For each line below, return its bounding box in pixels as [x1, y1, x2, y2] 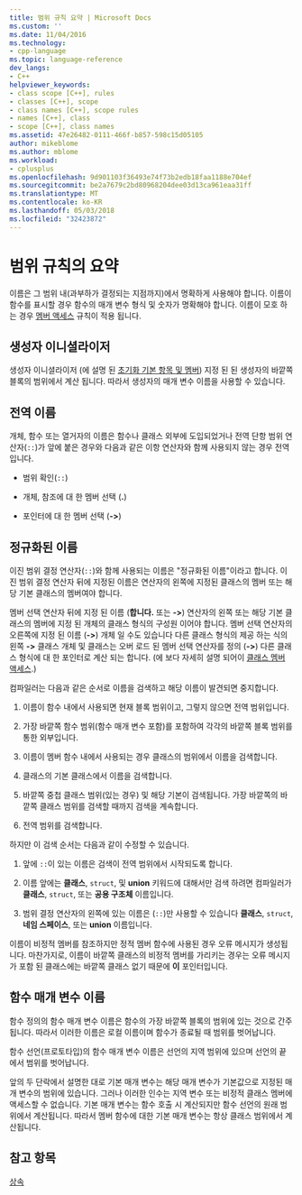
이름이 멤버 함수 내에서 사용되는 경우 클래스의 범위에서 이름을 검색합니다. [22, 751, 278, 762]
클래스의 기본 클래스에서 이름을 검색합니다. [22, 770, 173, 781]
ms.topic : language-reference [9, 55, 124, 64]
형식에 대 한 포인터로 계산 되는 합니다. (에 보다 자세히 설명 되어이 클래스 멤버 [18, 652, 286, 663]
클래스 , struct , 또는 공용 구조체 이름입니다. [22, 889, 174, 899]
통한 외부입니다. [22, 732, 78, 742]
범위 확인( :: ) [22, 473, 69, 483]
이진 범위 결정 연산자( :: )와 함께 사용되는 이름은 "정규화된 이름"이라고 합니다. [9, 565, 279, 575]
